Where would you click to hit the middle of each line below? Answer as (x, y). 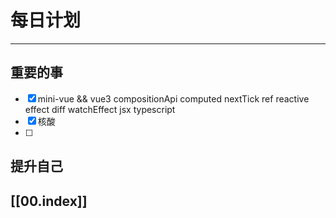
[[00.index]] (49, 201)
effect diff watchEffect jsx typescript (100, 109)
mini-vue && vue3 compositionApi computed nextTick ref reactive (173, 98)
